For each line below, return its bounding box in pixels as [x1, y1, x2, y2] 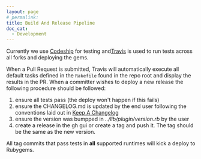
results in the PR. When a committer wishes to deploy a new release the [6, 79, 184, 86]
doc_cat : [6, 25, 28, 32]
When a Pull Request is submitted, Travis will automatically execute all [6, 65, 179, 73]
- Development [11, 31, 47, 37]
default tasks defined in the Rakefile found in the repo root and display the [6, 72, 191, 79]
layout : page [6, 8, 39, 15]
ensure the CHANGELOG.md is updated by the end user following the [14, 103, 187, 110]
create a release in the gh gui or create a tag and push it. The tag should [14, 122, 194, 129]
